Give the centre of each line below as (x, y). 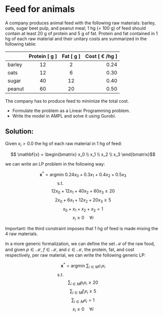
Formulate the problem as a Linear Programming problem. (71, 111)
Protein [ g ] (43, 56)
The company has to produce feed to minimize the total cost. (67, 101)
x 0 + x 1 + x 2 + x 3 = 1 (83, 209)
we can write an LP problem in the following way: (55, 164)
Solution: (19, 132)
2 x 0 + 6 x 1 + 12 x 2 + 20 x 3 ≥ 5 (83, 200)
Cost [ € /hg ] (101, 56)
